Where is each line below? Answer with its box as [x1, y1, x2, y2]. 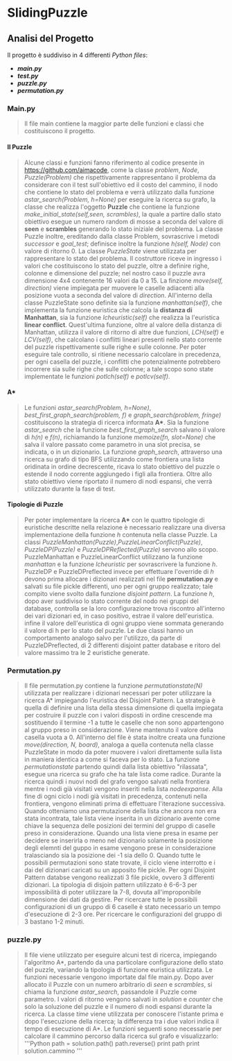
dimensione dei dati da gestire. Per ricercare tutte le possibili [24, 895, 197, 903]
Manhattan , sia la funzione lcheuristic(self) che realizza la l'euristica [24, 313, 220, 321]
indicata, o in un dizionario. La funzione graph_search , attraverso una [24, 448, 223, 456]
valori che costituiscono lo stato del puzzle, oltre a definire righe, [24, 262, 210, 270]
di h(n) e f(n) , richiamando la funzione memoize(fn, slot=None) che [24, 432, 216, 441]
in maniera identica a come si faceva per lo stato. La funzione [24, 755, 200, 764]
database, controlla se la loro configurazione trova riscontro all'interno [24, 604, 225, 612]
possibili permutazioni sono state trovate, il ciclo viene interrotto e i [24, 858, 216, 867]
